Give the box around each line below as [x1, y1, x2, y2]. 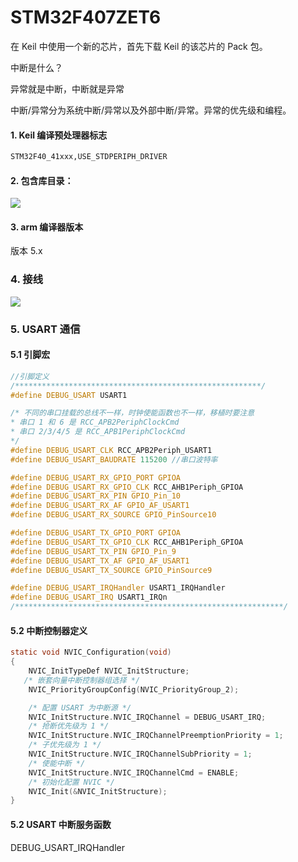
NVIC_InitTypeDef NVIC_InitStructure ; [28, 666, 190, 676]
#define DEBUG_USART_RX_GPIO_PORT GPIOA [10, 472, 182, 483]
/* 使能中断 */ [28, 758, 86, 768]
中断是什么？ [10, 61, 63, 73]
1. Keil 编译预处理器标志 [10, 129, 108, 141]
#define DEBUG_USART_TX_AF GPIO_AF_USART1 [10, 556, 190, 566]
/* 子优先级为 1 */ [28, 740, 102, 750]
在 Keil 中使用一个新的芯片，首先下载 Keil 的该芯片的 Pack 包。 [10, 40, 268, 52]
